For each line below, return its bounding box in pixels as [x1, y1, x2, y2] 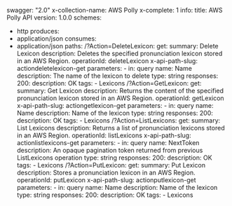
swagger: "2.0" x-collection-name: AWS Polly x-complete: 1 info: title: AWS [6, 6, 223, 14]
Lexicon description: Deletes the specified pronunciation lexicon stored [16, 49, 223, 57]
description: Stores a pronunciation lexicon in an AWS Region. [16, 168, 196, 177]
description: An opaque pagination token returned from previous [16, 146, 203, 154]
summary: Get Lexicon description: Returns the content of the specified [16, 87, 224, 95]
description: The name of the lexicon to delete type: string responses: [16, 71, 219, 80]
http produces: [16, 27, 60, 35]
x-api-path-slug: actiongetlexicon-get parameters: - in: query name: [16, 102, 214, 109]
